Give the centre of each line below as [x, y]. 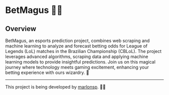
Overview [21, 29]
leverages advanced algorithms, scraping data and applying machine [77, 56]
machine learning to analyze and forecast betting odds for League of [76, 46]
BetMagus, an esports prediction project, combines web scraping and [77, 40]
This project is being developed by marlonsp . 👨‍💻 [56, 87]
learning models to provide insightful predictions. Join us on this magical [80, 62]
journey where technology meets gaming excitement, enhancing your [77, 67]
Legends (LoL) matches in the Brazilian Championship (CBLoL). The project [83, 51]
